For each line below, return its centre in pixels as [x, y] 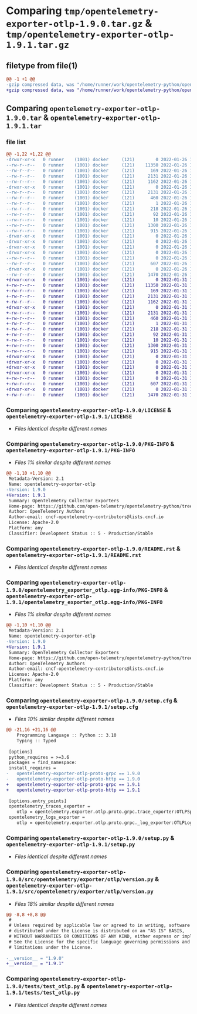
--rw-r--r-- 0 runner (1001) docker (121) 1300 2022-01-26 [97, 225]
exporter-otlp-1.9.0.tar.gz [74, 24]
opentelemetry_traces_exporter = [50, 806]
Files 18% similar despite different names [64, 903]
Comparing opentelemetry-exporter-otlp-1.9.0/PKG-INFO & [90, 443]
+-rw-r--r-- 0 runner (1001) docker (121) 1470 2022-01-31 [97, 395]
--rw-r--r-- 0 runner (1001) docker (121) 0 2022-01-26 [97, 258]
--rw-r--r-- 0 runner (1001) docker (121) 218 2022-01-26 [97, 209]
